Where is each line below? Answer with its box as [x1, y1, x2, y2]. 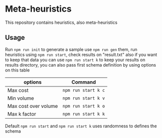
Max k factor [7, 110, 36, 117]
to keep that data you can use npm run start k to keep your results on [5, 57, 146, 63]
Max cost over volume [7, 103, 58, 109]
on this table [5, 67, 30, 73]
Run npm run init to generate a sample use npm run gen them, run [5, 46, 137, 52]
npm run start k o [62, 103, 105, 109]
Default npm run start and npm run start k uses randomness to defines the [5, 123, 157, 129]
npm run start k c [62, 87, 105, 93]
